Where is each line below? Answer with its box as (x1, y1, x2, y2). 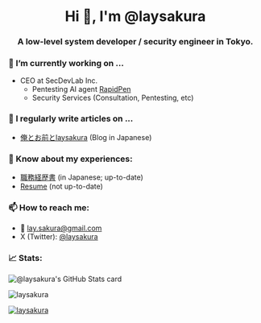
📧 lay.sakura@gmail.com (19, 223, 102, 233)
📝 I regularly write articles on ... (8, 113, 134, 124)
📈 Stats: (8, 253, 43, 264)
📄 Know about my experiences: (8, 153, 133, 164)
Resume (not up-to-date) (19, 181, 103, 191)
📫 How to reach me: (8, 201, 90, 213)
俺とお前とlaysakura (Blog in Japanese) (19, 132, 152, 142)
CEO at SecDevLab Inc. (19, 76, 98, 85)
